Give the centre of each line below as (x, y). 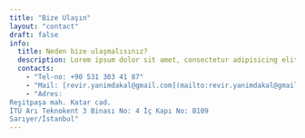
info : (20, 43)
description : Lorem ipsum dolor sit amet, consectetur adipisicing (148, 60)
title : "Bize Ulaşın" (50, 18)
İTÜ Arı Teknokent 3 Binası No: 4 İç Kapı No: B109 (109, 111)
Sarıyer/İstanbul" (44, 119)
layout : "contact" (44, 26)
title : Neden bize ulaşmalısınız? (83, 52)
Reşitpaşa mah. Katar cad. (60, 102)
